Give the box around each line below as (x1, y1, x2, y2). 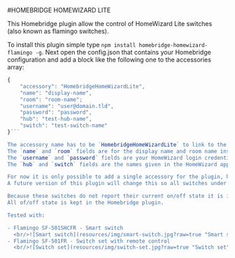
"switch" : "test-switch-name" (20, 122, 108, 129)
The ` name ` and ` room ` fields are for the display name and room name (7, 147, 218, 155)
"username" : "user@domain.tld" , (20, 102, 114, 109)
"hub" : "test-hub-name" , (20, 116, 92, 123)
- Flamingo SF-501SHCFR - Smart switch (7, 224, 124, 231)
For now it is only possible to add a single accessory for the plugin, (7, 173, 224, 181)
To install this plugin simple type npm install (7, 41, 136, 48)
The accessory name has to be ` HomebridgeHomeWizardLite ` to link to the (7, 141, 227, 148)
